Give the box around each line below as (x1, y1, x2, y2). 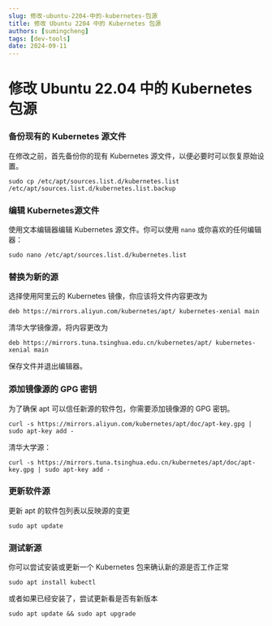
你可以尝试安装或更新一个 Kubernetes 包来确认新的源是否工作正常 (8, 562, 229, 572)
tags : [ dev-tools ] (8, 34, 71, 43)
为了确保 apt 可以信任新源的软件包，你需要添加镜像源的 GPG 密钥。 (8, 404, 235, 413)
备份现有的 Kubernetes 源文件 (8, 131, 127, 142)
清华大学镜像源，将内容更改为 (8, 322, 108, 333)
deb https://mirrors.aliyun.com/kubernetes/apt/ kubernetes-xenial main (8, 308, 260, 316)
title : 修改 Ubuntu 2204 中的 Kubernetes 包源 (8, 19, 162, 28)
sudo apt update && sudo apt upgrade (8, 610, 136, 618)
